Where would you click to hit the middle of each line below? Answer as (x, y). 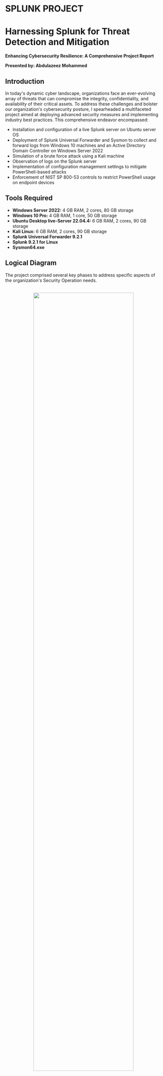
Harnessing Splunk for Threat (68, 32)
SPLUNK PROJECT (44, 9)
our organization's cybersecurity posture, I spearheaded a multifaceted (78, 109)
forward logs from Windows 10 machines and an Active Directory (79, 145)
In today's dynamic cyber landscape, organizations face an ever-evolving (80, 93)
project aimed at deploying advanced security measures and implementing (82, 114)
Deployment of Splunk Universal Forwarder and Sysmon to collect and (84, 140)
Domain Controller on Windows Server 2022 (58, 151)
